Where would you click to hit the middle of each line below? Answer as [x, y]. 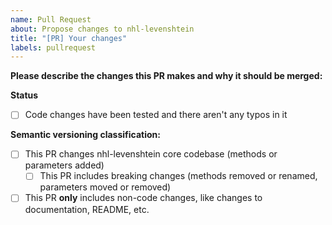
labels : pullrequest [53, 47]
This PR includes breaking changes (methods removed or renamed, [178, 176]
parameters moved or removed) [105, 187]
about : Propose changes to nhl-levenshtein [102, 29]
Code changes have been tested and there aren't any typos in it [156, 115]
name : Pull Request [51, 19]
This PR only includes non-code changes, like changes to [143, 198]
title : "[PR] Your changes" [69, 38]
